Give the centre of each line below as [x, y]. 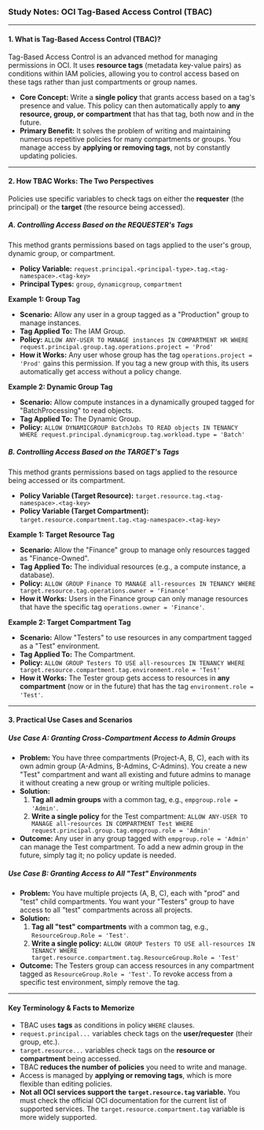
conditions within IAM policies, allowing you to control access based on [124, 73]
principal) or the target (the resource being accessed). [97, 206]
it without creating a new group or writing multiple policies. [115, 783]
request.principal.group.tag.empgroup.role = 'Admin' [121, 831]
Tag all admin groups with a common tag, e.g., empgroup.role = [134, 800]
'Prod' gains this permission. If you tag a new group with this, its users [134, 363]
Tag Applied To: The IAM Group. [72, 331]
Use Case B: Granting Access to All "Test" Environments [103, 873]
